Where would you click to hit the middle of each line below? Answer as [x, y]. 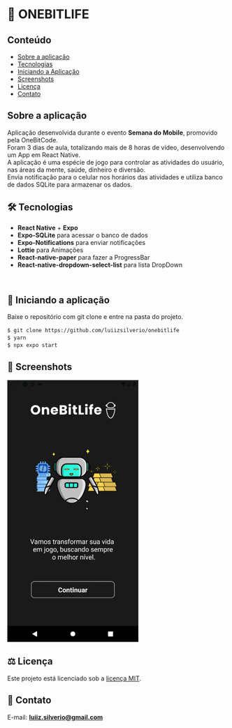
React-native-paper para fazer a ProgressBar [84, 257]
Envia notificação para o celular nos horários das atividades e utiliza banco [115, 177]
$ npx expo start [32, 346]
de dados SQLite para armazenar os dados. [70, 184]
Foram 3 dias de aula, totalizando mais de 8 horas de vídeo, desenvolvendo [116, 147]
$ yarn [17, 338]
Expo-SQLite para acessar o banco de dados [82, 235]
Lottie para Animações [50, 250]
